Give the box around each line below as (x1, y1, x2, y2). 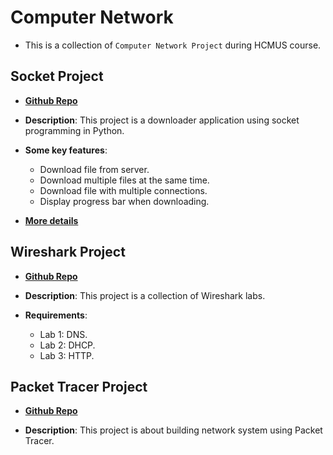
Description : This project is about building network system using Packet (24, 424, 323, 436)
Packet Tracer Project (10, 378, 148, 395)
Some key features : (24, 144, 108, 156)
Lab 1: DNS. (39, 328, 88, 340)
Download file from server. (39, 163, 150, 175)
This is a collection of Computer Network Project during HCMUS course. (24, 39, 322, 51)
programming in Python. (24, 124, 125, 136)
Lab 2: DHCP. (39, 339, 96, 351)
